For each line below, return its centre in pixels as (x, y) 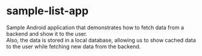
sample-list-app (47, 11)
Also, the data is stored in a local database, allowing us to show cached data (101, 40)
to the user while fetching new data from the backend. (74, 46)
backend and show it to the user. (47, 33)
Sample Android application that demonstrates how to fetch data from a (95, 27)
